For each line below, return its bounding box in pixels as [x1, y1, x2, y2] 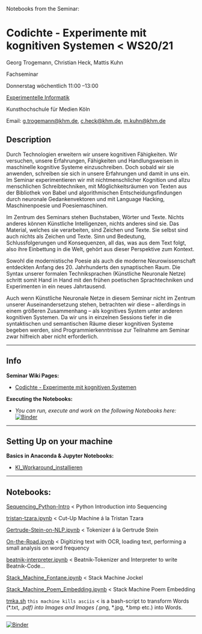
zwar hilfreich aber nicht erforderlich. [6, 332, 99, 340]
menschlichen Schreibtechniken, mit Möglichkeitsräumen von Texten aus [6, 182, 188, 190]
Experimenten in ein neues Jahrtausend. [6, 282, 106, 290]
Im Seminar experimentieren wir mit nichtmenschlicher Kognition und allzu [6, 176, 191, 183]
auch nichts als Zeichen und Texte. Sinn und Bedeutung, [6, 232, 146, 240]
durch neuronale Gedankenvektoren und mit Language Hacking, [6, 195, 165, 202]
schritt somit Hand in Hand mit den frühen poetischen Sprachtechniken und [6, 276, 194, 284]
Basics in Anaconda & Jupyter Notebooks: [6, 452, 114, 459]
